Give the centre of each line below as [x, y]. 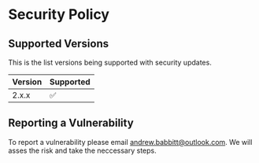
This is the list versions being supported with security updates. [110, 62]
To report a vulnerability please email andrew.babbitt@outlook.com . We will [130, 142]
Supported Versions [58, 44]
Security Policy [59, 15]
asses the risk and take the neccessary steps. [82, 150]
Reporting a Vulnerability [71, 123]
